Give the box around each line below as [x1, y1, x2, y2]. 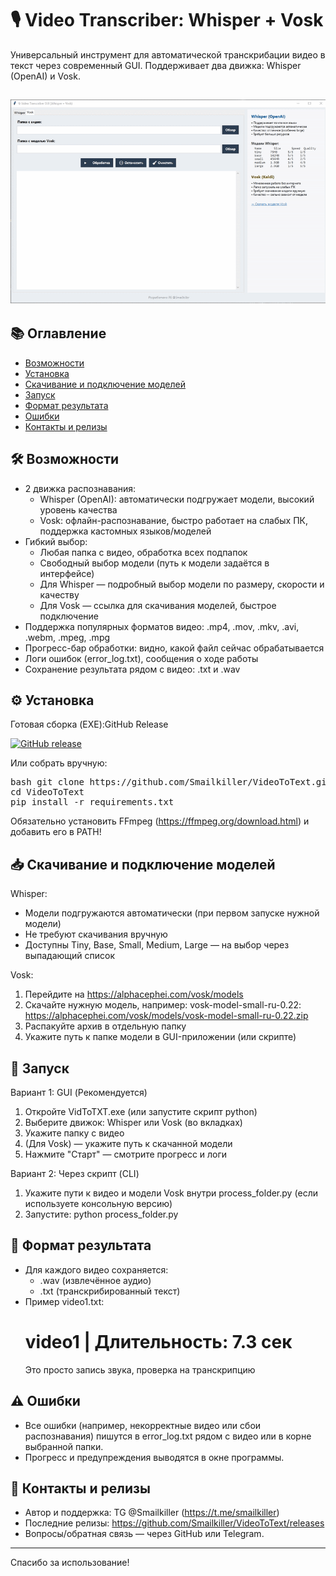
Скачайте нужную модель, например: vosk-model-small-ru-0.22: [24, 999, 302, 1011]
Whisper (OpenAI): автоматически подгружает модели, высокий [39, 493, 315, 505]
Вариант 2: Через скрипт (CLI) [10, 1168, 140, 1180]
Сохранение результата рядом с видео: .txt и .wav [24, 663, 241, 675]
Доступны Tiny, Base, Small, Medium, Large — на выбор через [24, 939, 290, 951]
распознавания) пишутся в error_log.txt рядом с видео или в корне [24, 1430, 312, 1442]
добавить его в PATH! [10, 826, 102, 838]
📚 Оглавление [10, 325, 107, 342]
